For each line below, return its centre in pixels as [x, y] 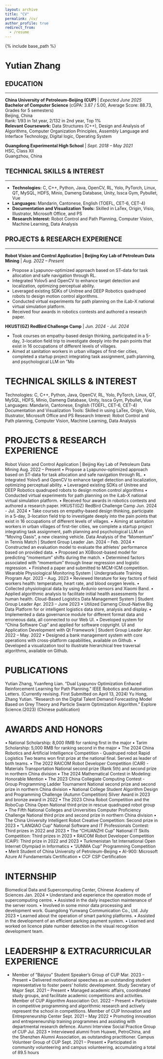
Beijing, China [19, 116]
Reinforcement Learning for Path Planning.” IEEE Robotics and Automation [79, 689]
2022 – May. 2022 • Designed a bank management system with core [74, 635]
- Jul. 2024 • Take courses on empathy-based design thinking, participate [79, 511]
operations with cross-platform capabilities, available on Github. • [71, 640]
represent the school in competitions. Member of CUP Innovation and [81, 1011]
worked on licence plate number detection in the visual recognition [72, 926]
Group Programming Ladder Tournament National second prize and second [81, 784]
